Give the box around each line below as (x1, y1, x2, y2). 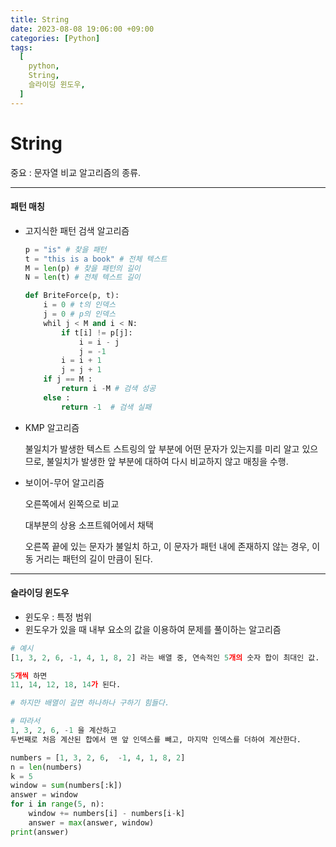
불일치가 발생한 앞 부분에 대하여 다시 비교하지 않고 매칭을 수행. (46, 455, 289, 467)
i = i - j (78, 337, 120, 347)
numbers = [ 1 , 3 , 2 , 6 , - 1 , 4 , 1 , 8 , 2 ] (10, 752, 186, 763)
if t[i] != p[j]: (61, 327, 133, 338)
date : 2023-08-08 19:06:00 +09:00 (10, 24, 155, 34)
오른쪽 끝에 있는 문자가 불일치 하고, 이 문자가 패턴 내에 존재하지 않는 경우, (24, 540, 310, 552)
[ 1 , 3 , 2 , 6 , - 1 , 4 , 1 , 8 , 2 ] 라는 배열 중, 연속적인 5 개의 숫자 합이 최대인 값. (10, 652, 320, 663)
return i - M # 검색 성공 (61, 384, 157, 394)
